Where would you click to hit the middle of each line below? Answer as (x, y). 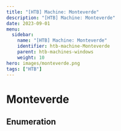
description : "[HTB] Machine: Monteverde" (61, 18)
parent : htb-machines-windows (56, 52)
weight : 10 (31, 58)
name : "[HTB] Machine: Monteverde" (62, 40)
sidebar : (23, 35)
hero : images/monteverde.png (43, 63)
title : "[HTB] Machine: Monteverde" (53, 12)
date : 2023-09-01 (28, 23)
